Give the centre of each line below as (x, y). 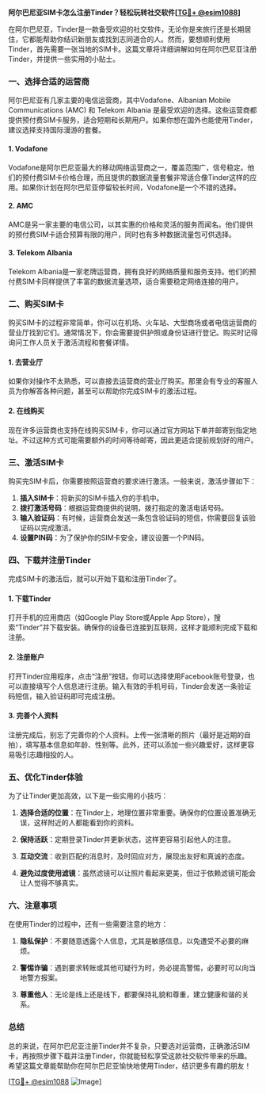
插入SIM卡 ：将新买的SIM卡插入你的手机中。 (91, 498)
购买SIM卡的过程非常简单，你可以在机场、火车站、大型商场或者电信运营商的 (133, 323)
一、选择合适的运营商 (49, 81)
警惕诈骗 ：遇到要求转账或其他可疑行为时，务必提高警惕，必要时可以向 (134, 968)
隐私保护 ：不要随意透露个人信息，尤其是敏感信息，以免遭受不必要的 (131, 941)
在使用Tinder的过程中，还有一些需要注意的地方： (88, 924)
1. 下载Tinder (30, 599)
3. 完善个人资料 (33, 716)
